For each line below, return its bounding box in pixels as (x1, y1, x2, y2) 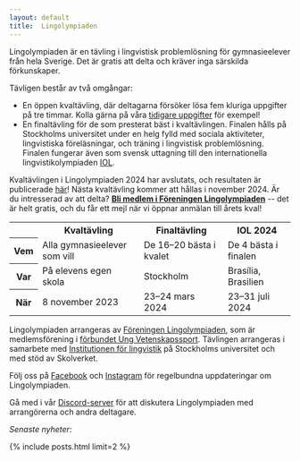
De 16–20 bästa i (143, 238, 216, 251)
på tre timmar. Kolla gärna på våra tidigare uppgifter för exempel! (21, 109, 261, 120)
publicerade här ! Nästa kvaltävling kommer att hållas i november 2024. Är (9, 184, 280, 194)
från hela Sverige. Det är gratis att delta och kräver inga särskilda (9, 55, 249, 66)
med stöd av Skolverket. (9, 353, 98, 363)
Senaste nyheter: (9, 423, 72, 434)
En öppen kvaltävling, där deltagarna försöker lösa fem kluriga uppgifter (21, 99, 287, 110)
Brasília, (227, 264, 262, 277)
